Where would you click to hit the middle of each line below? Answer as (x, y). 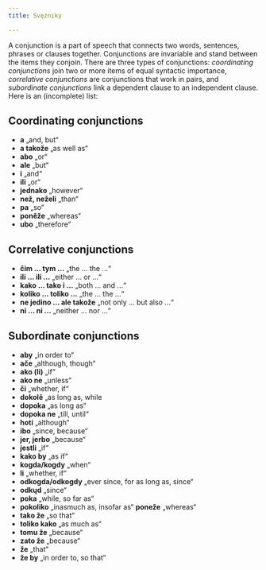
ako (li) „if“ (37, 372)
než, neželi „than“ (49, 199)
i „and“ (31, 174)
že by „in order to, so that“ (63, 558)
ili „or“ (30, 182)
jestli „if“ (34, 448)
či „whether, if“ (44, 389)
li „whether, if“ (43, 473)
